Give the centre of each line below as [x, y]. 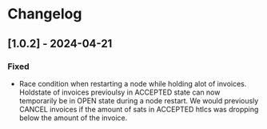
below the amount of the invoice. [73, 118]
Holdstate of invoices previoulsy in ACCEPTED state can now [120, 92]
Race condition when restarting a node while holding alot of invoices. [133, 83]
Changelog [45, 14]
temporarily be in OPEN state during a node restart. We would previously [139, 100]
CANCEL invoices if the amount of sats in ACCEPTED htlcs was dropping [139, 109]
